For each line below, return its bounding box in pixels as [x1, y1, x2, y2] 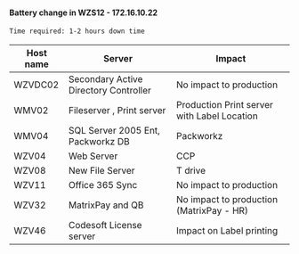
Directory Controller [68, 85, 151, 97]
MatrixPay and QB [68, 199, 144, 211]
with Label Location [176, 110, 258, 122]
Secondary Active [68, 73, 143, 86]
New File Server [68, 165, 135, 177]
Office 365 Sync [68, 179, 138, 192]
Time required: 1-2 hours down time [9, 27, 145, 36]
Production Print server [176, 99, 274, 111]
